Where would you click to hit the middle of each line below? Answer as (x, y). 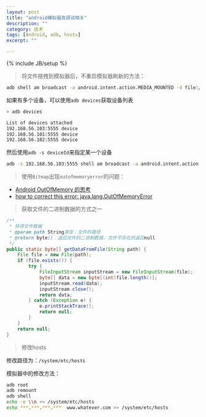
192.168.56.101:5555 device (42, 134)
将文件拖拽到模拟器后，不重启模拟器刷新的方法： (83, 76)
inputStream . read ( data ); (71, 283)
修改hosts (34, 347)
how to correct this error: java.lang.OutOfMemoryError (84, 196)
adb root (17, 385)
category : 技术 (25, 29)
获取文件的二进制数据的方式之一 (62, 209)
